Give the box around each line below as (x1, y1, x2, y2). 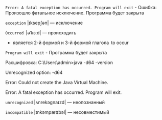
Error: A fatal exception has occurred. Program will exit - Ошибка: (5, 5, 157, 10)
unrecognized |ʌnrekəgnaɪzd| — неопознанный (5, 99, 105, 105)
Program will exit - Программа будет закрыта (5, 50, 107, 55)
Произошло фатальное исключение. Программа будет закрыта (5, 10, 144, 16)
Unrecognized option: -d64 (5, 69, 63, 75)
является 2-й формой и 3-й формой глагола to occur (12, 39, 129, 46)
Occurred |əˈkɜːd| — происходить (5, 30, 77, 35)
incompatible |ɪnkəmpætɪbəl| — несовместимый (5, 109, 109, 115)
